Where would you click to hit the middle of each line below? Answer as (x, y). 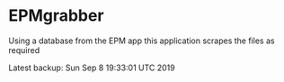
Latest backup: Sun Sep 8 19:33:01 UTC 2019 (92, 68)
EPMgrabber (56, 16)
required (24, 50)
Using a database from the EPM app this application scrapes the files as (142, 41)
